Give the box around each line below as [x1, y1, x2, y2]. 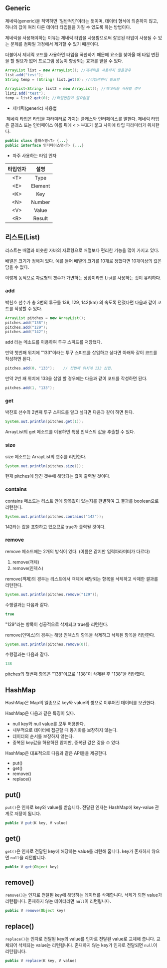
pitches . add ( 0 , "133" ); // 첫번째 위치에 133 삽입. [5, 366, 113, 371]
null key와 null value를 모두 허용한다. [12, 721, 85, 727]
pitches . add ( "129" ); [5, 325, 48, 330]
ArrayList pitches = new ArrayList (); [5, 315, 86, 321]
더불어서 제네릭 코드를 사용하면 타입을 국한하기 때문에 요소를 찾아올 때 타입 [5, 51, 151, 57]
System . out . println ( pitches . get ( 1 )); [5, 419, 84, 424]
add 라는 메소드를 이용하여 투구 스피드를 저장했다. [5, 339, 102, 345]
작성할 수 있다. [14, 305, 42, 311]
